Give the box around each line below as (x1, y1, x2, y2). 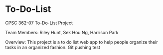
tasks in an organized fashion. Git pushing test (5, 44, 101, 50)
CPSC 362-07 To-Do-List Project (5, 20, 73, 26)
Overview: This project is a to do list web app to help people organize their (5, 39, 158, 45)
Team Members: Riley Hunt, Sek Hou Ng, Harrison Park (5, 29, 119, 35)
